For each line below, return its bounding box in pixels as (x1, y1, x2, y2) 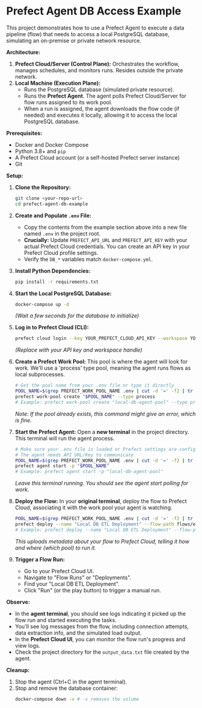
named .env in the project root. (23, 230, 101, 237)
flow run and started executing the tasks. (14, 616, 117, 624)
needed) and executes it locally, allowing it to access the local (23, 111, 177, 119)
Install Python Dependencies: (14, 267, 91, 275)
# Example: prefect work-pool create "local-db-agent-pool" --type (14, 399, 188, 405)
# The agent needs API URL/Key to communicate (14, 452, 134, 458)
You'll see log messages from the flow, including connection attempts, (14, 623, 189, 630)
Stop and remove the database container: (14, 685, 118, 692)
